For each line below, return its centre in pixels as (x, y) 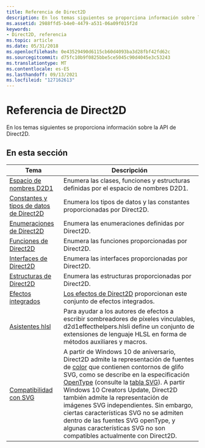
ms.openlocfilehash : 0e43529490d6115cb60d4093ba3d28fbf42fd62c (88, 52)
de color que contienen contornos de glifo (124, 367)
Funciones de (29, 241)
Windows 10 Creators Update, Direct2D (120, 390)
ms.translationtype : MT (37, 63)
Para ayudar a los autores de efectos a (118, 311)
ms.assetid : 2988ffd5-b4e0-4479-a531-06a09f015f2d (72, 23)
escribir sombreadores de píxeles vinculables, (129, 318)
